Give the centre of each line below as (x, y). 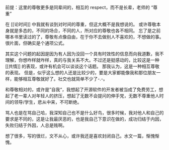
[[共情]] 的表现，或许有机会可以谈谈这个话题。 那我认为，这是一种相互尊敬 (82, 66)
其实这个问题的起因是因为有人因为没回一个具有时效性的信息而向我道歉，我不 (84, 54)
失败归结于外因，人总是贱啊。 (36, 125)
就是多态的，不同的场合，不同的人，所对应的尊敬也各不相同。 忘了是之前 (85, 31)
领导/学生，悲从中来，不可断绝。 (48, 102)
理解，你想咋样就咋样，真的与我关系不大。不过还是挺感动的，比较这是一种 (82, 60)
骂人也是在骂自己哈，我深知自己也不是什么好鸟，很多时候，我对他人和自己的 (84, 113)
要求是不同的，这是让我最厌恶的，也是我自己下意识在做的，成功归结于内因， (84, 119)
